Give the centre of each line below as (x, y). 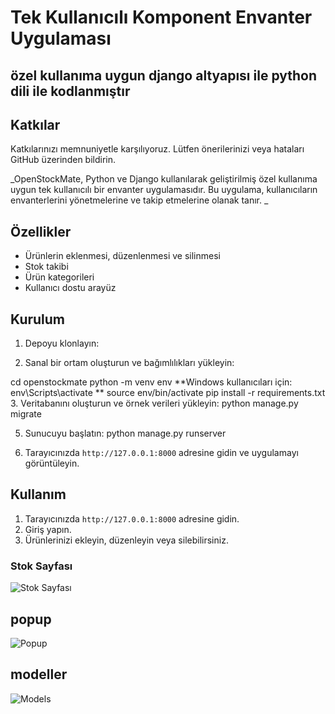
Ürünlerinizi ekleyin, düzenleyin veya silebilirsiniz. (126, 540)
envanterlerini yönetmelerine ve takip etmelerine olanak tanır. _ (139, 200)
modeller (39, 674)
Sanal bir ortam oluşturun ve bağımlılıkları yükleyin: (129, 363)
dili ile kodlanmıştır (70, 91)
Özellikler (41, 231)
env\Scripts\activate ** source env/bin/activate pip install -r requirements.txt (168, 393)
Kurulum (38, 319)
